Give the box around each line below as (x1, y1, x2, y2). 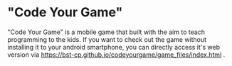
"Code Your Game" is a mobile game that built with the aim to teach (7, 28, 205, 36)
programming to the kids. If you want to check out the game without (7, 35, 207, 43)
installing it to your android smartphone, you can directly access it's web (7, 43, 221, 51)
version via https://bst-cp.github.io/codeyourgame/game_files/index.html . (7, 50, 226, 59)
